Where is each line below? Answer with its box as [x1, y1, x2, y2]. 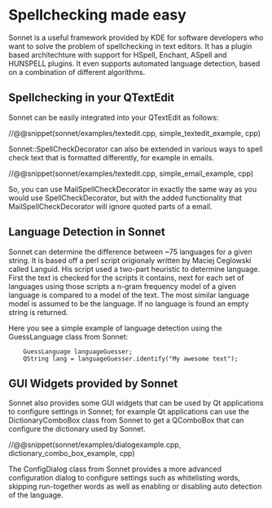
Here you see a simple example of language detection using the [8, 323, 222, 333]
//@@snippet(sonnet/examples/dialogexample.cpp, [8, 440, 182, 449]
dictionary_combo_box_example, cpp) [8, 449, 136, 458]
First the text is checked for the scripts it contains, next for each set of [8, 273, 244, 282]
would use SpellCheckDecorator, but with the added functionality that [8, 193, 243, 203]
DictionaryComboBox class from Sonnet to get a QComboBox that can [8, 415, 244, 425]
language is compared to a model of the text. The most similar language [8, 290, 250, 300]
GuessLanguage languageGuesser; [23, 348, 133, 356]
